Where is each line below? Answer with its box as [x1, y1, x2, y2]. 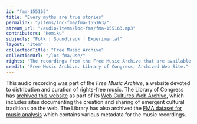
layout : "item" [6, 42, 44, 48]
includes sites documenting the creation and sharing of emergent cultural [6, 99, 185, 106]
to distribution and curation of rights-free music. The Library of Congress [6, 86, 184, 93]
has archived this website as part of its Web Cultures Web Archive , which [6, 92, 185, 99]
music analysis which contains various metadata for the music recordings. [6, 111, 186, 118]
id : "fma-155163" [6, 8, 49, 15]
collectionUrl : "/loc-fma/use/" [6, 53, 86, 58]
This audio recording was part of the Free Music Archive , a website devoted [6, 80, 191, 87]
